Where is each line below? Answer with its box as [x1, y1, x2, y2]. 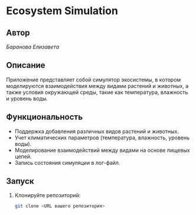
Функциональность [6, 112, 83, 122]
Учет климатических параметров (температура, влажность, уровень [14, 134, 190, 141]
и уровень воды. [6, 95, 48, 102]
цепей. [14, 152, 32, 160]
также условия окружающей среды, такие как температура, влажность [6, 89, 188, 96]
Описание [6, 60, 45, 70]
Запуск [6, 176, 34, 187]
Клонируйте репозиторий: [14, 192, 81, 199]
